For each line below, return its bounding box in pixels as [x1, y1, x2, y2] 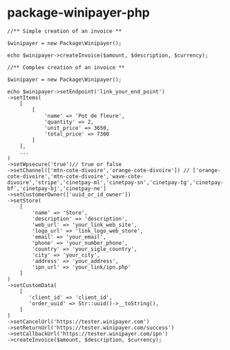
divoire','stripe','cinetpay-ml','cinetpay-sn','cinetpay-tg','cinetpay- [7, 178, 224, 186]
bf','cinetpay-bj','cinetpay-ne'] [7, 185, 107, 192]
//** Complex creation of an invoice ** [7, 64, 126, 71]
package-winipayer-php [7, 5, 150, 21]
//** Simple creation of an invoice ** [7, 28, 122, 35]
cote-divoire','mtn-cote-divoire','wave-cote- [7, 173, 144, 180]
